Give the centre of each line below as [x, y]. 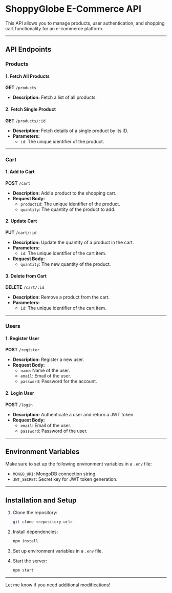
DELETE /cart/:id [25, 287]
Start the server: [30, 561]
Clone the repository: [35, 513]
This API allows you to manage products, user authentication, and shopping [85, 23]
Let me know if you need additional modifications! [58, 585]
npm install [25, 541]
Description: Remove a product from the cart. [61, 297]
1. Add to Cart [20, 172]
